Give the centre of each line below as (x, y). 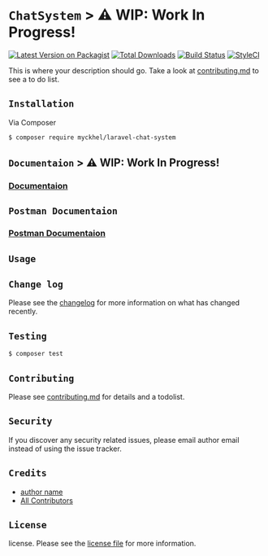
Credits (28, 473)
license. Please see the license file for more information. (102, 544)
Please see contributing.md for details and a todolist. (97, 396)
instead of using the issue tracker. (65, 449)
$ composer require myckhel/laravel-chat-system (92, 137)
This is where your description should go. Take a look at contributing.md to (134, 70)
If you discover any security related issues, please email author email (124, 440)
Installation (41, 104)
